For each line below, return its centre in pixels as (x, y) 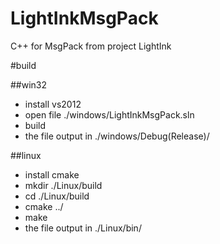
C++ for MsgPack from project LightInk (91, 46)
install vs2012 (53, 104)
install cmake (52, 174)
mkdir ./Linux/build (63, 185)
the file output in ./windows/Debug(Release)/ (117, 136)
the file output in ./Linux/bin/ (83, 228)
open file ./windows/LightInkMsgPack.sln (109, 114)
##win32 (29, 84)
